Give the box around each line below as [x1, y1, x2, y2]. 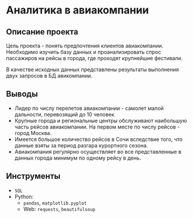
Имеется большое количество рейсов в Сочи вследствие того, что [14, 136, 183, 143]
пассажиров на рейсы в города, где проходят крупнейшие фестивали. [6, 55, 183, 61]
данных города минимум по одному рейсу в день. [14, 154, 142, 161]
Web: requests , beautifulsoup [23, 205, 95, 212]
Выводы [6, 89, 38, 99]
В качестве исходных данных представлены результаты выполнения [6, 66, 180, 73]
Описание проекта [6, 27, 78, 37]
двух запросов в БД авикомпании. [6, 72, 92, 79]
